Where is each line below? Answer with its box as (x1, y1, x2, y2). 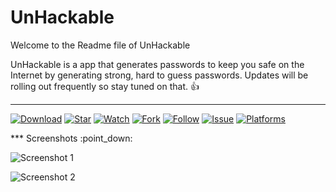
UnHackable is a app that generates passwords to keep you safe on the (10, 58, 305, 70)
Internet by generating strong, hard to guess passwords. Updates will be (10, 69, 309, 81)
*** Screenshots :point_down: (10, 132, 133, 144)
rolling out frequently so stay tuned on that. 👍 (10, 80, 200, 92)
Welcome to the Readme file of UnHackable (10, 39, 191, 51)
